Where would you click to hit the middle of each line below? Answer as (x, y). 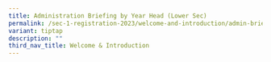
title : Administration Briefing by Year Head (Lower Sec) (108, 16)
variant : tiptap (35, 31)
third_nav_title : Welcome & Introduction (79, 46)
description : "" (35, 38)
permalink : (27, 23)
